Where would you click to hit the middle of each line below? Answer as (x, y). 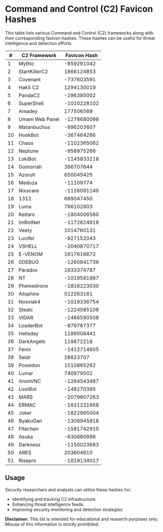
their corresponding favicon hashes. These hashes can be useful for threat (80, 38)
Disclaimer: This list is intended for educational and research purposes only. (82, 519)
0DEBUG (29, 262)
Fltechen (29, 428)
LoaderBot (31, 325)
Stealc (26, 310)
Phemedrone (34, 286)
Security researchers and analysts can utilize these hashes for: (68, 489)
